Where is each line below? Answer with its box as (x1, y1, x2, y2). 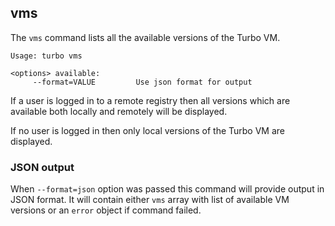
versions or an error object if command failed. (10, 204, 202, 216)
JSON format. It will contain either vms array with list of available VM (10, 194, 290, 206)
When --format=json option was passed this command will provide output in (10, 183, 325, 195)
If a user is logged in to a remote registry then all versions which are (10, 94, 291, 106)
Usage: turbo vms (10, 51, 83, 61)
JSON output (10, 160, 75, 174)
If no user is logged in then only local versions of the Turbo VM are (10, 124, 285, 136)
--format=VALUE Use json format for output (32, 77, 253, 87)
